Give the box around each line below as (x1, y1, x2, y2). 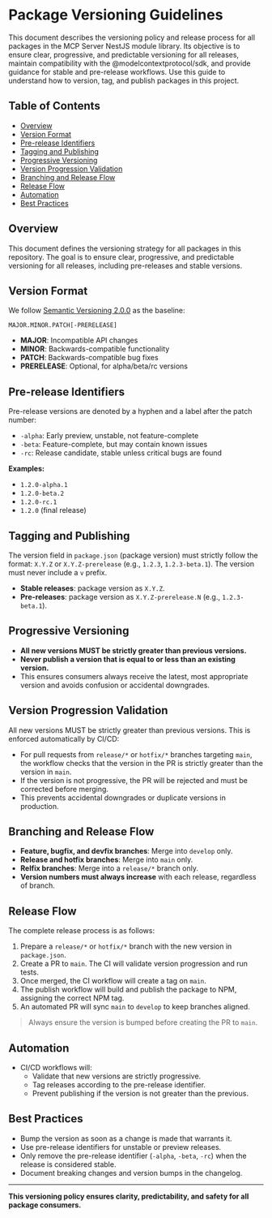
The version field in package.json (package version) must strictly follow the (8, 550, 258, 560)
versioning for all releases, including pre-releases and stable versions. (8, 260, 243, 270)
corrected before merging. (19, 784, 109, 794)
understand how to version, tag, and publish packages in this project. (8, 75, 240, 85)
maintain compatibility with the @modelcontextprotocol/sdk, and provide (8, 58, 251, 68)
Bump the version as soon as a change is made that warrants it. (19, 1134, 232, 1143)
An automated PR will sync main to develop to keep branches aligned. (19, 1002, 251, 1012)
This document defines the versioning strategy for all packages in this (8, 243, 241, 253)
